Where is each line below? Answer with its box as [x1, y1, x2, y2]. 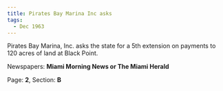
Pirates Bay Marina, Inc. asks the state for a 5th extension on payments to [7, 42, 216, 50]
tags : [7, 17, 23, 23]
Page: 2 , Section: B [7, 76, 62, 84]
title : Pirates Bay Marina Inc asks [7, 10, 112, 17]
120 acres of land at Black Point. [7, 49, 98, 57]
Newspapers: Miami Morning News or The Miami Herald [7, 63, 170, 71]
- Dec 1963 [13, 23, 45, 30]
